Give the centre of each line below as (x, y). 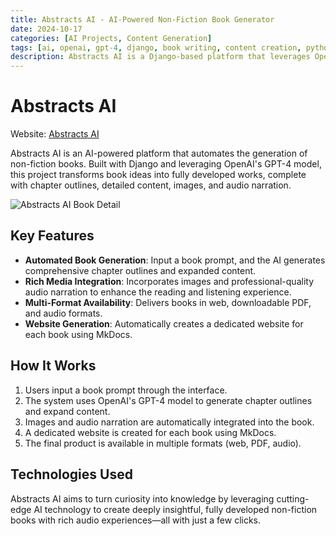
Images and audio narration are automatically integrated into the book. (169, 422)
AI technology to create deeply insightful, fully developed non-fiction (175, 509)
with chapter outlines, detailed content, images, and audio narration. (151, 185)
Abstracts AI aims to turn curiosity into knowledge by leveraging (142, 498)
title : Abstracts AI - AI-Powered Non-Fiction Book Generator (142, 19)
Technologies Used (71, 474)
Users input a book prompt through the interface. (126, 390)
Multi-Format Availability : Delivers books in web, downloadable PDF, (168, 302)
